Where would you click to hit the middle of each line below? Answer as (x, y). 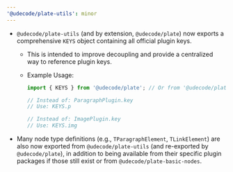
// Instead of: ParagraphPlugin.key (80, 100)
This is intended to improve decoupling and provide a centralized (120, 54)
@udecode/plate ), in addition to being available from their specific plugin (119, 154)
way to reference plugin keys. (69, 61)
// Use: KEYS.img (52, 126)
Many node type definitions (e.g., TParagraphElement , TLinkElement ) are (118, 139)
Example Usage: (50, 75)
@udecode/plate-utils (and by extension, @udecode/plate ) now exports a (120, 33)
